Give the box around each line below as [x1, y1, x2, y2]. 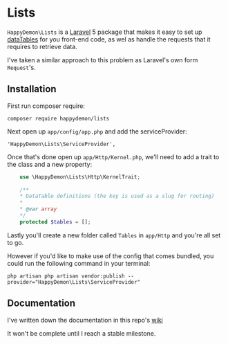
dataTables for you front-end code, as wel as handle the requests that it [7, 35, 211, 43]
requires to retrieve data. [7, 42, 77, 51]
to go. [7, 238, 24, 246]
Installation [7, 83, 57, 95]
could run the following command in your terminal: [7, 259, 151, 267]
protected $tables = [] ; [19, 218, 91, 226]
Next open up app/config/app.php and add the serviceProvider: [7, 127, 188, 136]
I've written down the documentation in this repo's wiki [7, 316, 164, 324]
